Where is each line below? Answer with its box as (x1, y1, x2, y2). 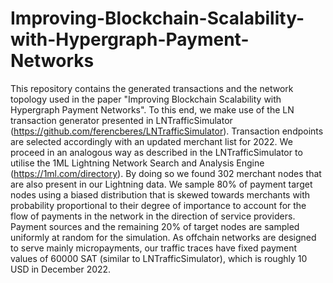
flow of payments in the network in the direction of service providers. (10, 210, 296, 222)
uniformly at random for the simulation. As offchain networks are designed (10, 231, 317, 243)
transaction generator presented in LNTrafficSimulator (10, 114, 233, 126)
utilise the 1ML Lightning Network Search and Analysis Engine (10, 157, 265, 169)
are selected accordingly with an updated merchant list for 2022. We (10, 135, 293, 147)
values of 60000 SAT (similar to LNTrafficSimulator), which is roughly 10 (10, 252, 308, 264)
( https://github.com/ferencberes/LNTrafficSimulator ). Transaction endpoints (10, 125, 324, 137)
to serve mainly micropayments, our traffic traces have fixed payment (10, 242, 298, 254)
